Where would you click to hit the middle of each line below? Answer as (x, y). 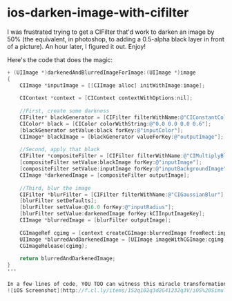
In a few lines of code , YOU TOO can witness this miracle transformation (117, 284)
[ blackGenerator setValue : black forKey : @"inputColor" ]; (102, 130)
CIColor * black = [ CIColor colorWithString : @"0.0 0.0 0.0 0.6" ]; (116, 124)
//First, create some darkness (65, 111)
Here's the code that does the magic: (60, 59)
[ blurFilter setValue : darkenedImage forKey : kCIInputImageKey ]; (113, 214)
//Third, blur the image (55, 188)
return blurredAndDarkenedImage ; (68, 259)
